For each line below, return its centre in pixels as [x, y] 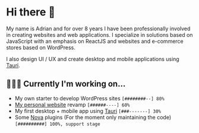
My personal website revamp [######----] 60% [72, 104]
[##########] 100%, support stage [57, 124]
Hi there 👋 [31, 12]
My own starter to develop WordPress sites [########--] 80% [89, 98]
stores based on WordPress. [41, 47]
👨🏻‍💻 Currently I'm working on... [66, 84]
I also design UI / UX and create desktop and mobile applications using [93, 59]
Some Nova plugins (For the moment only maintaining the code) [93, 117]
